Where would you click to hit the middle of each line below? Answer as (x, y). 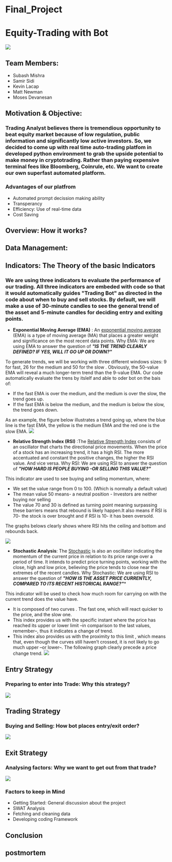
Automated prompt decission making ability (59, 198)
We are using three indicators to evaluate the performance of (83, 280)
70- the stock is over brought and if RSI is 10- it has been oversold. (83, 516)
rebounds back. (22, 531)
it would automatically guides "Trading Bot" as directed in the (84, 293)
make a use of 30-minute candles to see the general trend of (82, 306)
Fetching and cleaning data (42, 814)
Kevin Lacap (26, 86)
